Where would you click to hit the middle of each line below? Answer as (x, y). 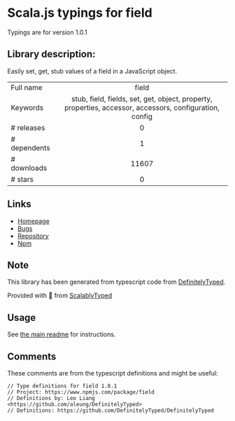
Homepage (34, 221)
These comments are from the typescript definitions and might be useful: (113, 373)
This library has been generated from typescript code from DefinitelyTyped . (116, 282)
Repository (33, 236)
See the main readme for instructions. (62, 334)
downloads (29, 168)
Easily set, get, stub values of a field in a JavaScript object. (92, 71)
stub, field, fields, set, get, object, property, (142, 99)
